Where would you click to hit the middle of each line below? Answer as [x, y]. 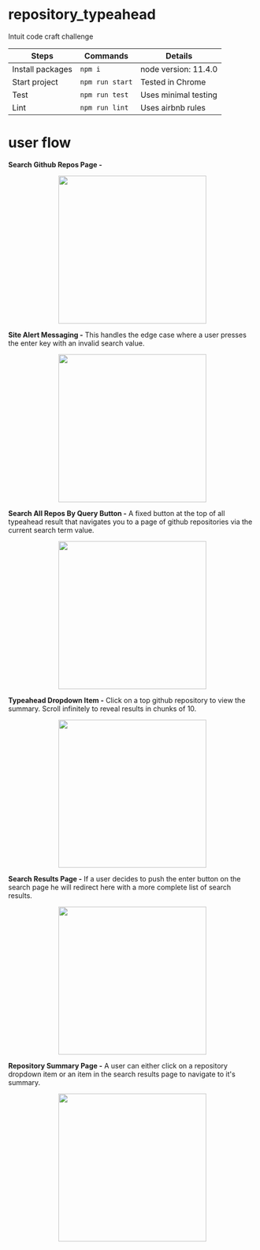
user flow [40, 143]
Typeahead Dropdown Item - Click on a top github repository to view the [127, 700]
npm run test [104, 95]
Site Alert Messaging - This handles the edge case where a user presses [127, 335]
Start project [35, 82]
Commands [106, 55]
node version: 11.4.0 [179, 69]
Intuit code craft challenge [51, 36]
